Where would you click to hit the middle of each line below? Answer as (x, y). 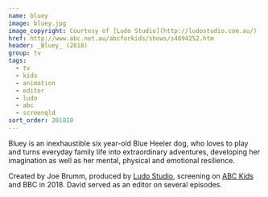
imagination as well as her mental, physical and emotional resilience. (122, 160)
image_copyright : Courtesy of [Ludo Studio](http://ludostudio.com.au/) (133, 31)
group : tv (25, 53)
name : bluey (28, 16)
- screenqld (36, 113)
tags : (17, 61)
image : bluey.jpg (37, 23)
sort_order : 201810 (41, 121)
